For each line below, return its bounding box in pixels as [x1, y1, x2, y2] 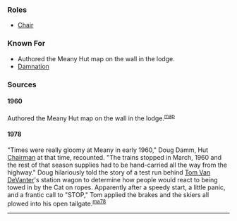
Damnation [17, 62, 49, 70]
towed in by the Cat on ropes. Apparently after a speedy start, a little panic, [7, 183, 226, 191]
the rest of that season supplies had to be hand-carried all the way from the [7, 160, 228, 169]
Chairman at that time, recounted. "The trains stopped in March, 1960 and [7, 153, 222, 161]
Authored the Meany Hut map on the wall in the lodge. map [7, 113, 175, 122]
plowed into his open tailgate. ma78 [7, 198, 107, 208]
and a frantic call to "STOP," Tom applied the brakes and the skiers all [7, 190, 209, 198]
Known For [7, 39, 46, 49]
